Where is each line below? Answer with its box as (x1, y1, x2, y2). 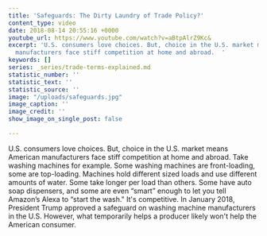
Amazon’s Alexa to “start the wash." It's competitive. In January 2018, (8, 194, 235, 203)
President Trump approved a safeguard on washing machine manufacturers (8, 203, 256, 212)
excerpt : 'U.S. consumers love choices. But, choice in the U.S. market (8, 41, 254, 49)
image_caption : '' (8, 100, 69, 108)
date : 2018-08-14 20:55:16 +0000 (8, 26, 119, 34)
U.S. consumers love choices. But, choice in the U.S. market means (8, 144, 229, 153)
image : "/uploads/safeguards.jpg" (8, 93, 123, 101)
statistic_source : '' (8, 85, 80, 94)
